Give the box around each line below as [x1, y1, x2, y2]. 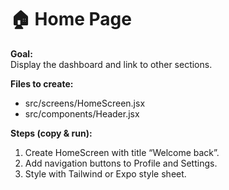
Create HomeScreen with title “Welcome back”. [24, 146, 220, 158]
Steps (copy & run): [10, 127, 93, 139]
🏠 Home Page [10, 8, 132, 31]
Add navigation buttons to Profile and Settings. [24, 157, 218, 169]
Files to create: [10, 77, 74, 90]
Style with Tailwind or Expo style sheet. [24, 167, 187, 180]
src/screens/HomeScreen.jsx [24, 97, 146, 109]
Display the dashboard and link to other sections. [10, 58, 213, 70]
